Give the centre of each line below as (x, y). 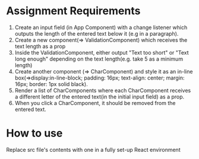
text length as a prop (40, 46)
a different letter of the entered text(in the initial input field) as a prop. (99, 97)
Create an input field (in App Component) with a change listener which (101, 27)
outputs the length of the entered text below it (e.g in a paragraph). (97, 33)
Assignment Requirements (73, 11)
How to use (34, 133)
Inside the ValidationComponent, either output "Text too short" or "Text (102, 52)
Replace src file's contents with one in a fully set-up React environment (93, 150)
